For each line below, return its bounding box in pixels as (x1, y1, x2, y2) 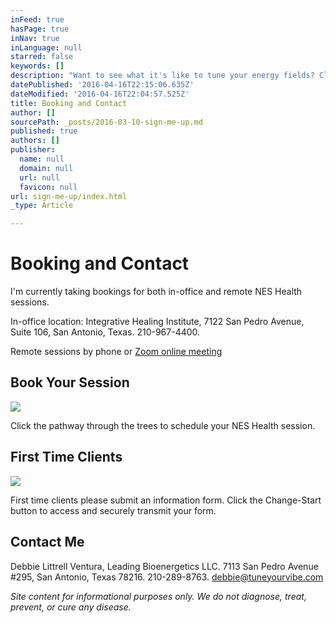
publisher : (10, 145, 56, 155)
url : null (19, 172, 60, 183)
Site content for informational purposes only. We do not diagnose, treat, (10, 590, 307, 602)
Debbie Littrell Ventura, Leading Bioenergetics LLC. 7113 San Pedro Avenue (10, 560, 319, 572)
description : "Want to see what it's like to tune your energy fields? (10, 71, 315, 81)
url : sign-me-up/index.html (10, 191, 128, 201)
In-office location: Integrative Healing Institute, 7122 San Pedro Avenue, (10, 316, 305, 328)
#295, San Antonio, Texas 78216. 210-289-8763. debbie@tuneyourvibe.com (10, 571, 324, 583)
